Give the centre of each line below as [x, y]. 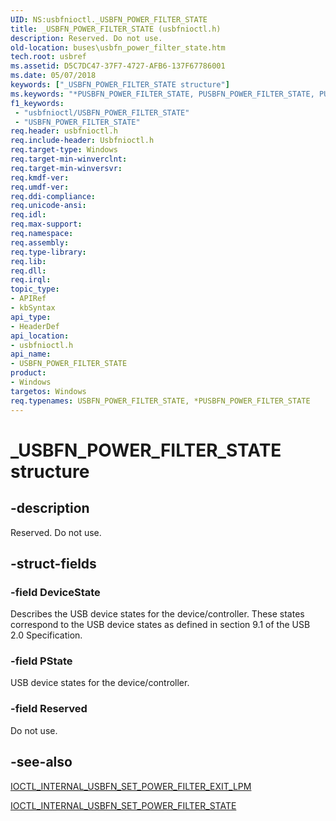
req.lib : [28, 261]
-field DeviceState [55, 592]
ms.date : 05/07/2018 [53, 76]
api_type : [31, 317]
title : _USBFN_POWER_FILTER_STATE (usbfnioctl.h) [116, 29]
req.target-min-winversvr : [66, 168]
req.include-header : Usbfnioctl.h [82, 141]
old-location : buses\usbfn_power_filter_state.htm [118, 47]
